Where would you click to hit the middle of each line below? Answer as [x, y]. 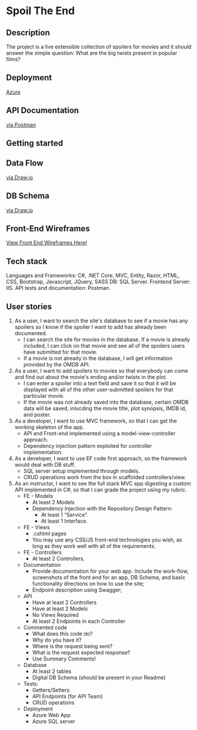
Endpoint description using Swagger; [77, 590]
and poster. [37, 415]
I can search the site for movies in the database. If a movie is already [106, 339]
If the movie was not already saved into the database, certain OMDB [106, 402]
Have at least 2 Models [60, 609]
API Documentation [43, 110]
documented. [31, 333]
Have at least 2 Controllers [64, 603]
